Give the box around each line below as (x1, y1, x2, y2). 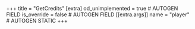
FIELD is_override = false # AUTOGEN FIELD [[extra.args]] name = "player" (6, 11, 190, 18)
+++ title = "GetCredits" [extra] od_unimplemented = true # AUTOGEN (6, 5, 178, 12)
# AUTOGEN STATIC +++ (6, 17, 68, 24)
